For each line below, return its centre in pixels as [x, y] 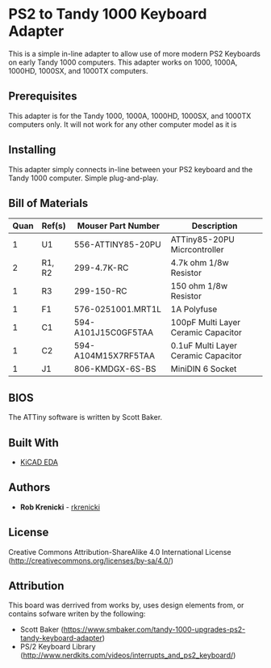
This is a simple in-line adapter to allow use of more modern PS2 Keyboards [134, 53]
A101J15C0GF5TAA [114, 332]
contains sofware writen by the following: [77, 614]
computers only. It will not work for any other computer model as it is [123, 124]
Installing [32, 150]
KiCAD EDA [39, 462]
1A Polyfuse [194, 310]
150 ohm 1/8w [199, 286]
